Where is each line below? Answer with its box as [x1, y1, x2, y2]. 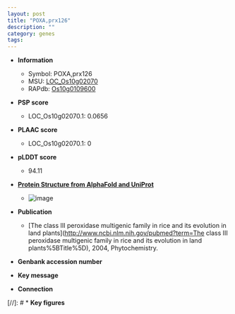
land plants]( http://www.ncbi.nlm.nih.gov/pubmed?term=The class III [28, 229, 228, 237]
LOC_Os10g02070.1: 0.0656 [28, 112, 108, 121]
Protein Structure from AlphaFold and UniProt [17, 181, 154, 189]
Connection [17, 285, 53, 294]
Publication [17, 207, 52, 216]
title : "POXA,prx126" [7, 17, 71, 24]
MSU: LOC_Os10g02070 [28, 77, 99, 85]
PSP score [17, 98, 49, 107]
